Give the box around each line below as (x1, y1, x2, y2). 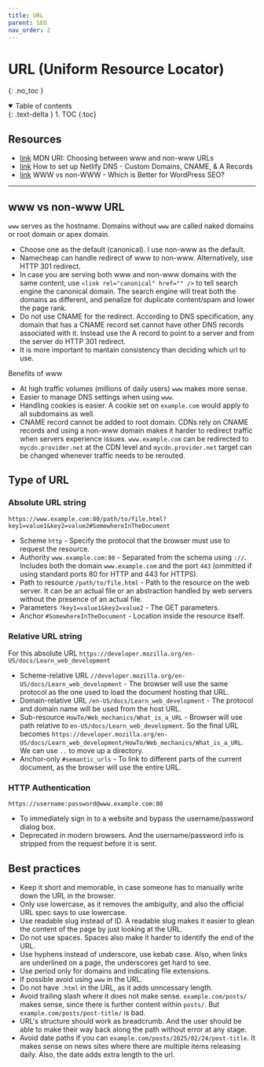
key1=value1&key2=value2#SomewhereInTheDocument (8, 522, 170, 530)
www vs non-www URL (8, 200, 125, 213)
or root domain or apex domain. (8, 229, 110, 238)
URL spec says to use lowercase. (19, 908, 127, 917)
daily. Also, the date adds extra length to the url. (19, 1050, 175, 1059)
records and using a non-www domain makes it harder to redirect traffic (19, 426, 253, 435)
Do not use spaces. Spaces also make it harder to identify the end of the (19, 933, 254, 943)
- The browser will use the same (123, 678, 229, 689)
